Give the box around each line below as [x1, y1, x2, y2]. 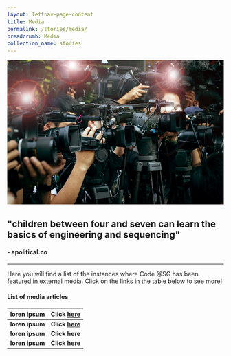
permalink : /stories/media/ [7, 25, 88, 32]
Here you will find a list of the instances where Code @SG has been [7, 269, 199, 278]
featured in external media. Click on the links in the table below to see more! [7, 277, 222, 285]
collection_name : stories [7, 40, 81, 47]
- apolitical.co [7, 248, 48, 256]
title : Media [7, 18, 45, 25]
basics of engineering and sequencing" [7, 229, 181, 241]
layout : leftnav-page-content [7, 11, 94, 18]
